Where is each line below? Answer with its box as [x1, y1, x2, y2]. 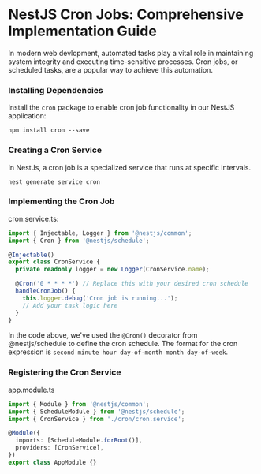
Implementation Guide [8, 22, 158, 40]
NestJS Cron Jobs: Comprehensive [8, 6, 244, 24]
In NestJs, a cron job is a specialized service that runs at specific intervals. [8, 162, 252, 172]
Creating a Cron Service [8, 144, 103, 155]
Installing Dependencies [8, 84, 104, 95]
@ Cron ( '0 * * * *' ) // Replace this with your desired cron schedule [15, 280, 248, 288]
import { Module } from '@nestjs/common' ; [8, 400, 150, 408]
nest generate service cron [8, 177, 101, 186]
